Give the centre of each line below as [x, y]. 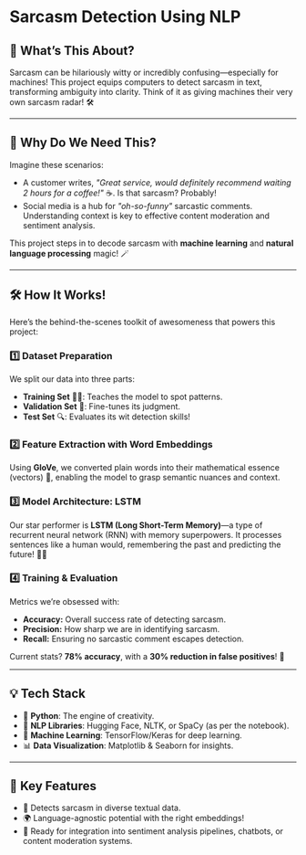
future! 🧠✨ [28, 554]
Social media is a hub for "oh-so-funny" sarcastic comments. [138, 206]
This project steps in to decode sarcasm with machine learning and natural [152, 243]
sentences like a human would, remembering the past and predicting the [145, 544]
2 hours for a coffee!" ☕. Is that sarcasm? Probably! [119, 193]
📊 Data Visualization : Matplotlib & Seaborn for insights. [128, 745]
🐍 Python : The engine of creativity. [88, 715]
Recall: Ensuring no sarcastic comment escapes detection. [133, 639]
